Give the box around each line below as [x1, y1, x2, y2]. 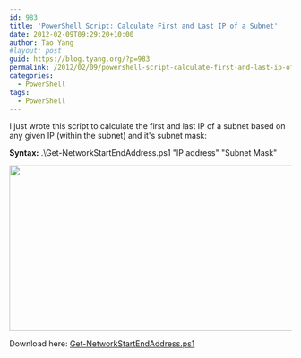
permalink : [9, 64, 50, 72]
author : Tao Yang [9, 38, 74, 47]
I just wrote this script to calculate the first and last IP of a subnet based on [9, 121, 286, 132]
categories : [9, 72, 54, 81]
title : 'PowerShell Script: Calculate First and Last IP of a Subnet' [9, 21, 279, 30]
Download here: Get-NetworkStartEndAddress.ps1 [9, 338, 195, 349]
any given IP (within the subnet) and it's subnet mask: [9, 131, 208, 141]
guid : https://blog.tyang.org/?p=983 [9, 55, 150, 64]
